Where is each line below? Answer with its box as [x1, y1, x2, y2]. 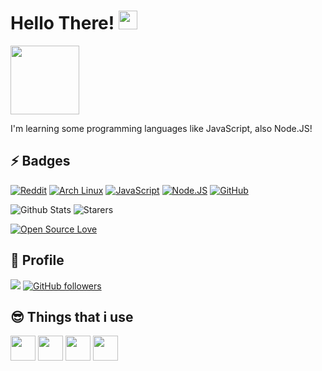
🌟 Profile [10, 252, 65, 269]
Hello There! [10, 12, 115, 35]
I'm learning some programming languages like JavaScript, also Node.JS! [10, 122, 313, 134]
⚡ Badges [10, 153, 71, 170]
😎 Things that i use [10, 308, 134, 325]
